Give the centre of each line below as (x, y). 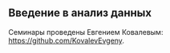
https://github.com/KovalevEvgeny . (66, 40)
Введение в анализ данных (80, 13)
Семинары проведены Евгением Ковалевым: (86, 32)
